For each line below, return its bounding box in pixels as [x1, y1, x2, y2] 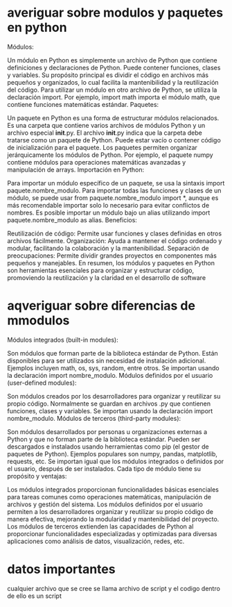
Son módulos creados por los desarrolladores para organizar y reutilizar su [7, 392, 221, 400]
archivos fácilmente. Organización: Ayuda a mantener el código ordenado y [7, 236, 222, 244]
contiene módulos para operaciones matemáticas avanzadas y [7, 158, 186, 166]
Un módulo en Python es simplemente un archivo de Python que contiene [7, 56, 217, 64]
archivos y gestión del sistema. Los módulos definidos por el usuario [7, 500, 203, 508]
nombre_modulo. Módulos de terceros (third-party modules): [7, 414, 181, 422]
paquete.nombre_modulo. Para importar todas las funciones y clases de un [7, 186, 222, 194]
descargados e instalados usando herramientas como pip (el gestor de [7, 442, 209, 451]
